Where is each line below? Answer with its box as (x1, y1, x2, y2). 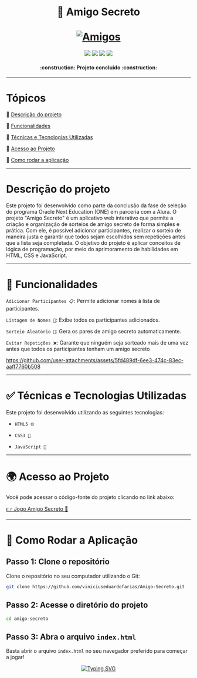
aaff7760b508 (6, 363, 41, 370)
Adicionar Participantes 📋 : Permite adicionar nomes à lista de (6, 297, 160, 304)
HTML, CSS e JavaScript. (6, 252, 67, 259)
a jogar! (6, 654, 25, 661)
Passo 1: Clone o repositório (6, 557, 110, 567)
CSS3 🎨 (14, 433, 31, 438)
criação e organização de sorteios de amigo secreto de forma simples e (6, 221, 180, 228)
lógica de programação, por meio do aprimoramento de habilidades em (6, 246, 178, 253)
